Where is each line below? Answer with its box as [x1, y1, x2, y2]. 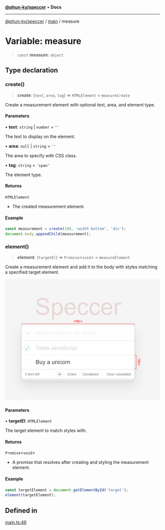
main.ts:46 [5, 520, 27, 526]
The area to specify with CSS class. [5, 152, 77, 158]
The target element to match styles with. [5, 427, 87, 433]
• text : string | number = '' [5, 124, 60, 130]
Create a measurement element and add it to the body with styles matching [5, 264, 158, 270]
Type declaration [5, 66, 58, 74]
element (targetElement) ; [5, 493, 56, 497]
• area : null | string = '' [5, 143, 56, 149]
